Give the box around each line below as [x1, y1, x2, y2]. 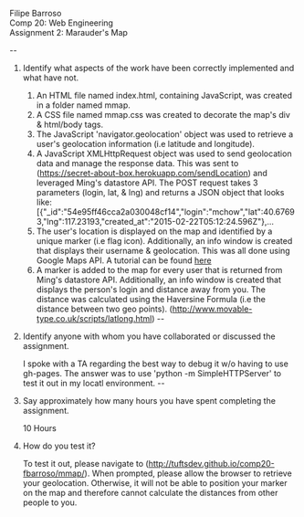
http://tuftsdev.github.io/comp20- [148, 459, 276, 469]
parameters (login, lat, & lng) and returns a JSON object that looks [36, 187, 285, 197]
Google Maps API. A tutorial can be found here [36, 255, 212, 266]
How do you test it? [22, 440, 96, 451]
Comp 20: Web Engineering [9, 17, 114, 28]
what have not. [22, 72, 79, 83]
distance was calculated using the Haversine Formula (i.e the [36, 294, 267, 304]
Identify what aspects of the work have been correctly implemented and [22, 63, 295, 73]
